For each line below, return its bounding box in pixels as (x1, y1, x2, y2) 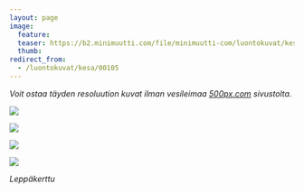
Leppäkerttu (9, 173, 56, 184)
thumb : (17, 47, 43, 56)
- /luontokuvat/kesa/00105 (17, 64, 119, 73)
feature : (17, 30, 51, 39)
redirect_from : (9, 55, 67, 64)
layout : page (9, 13, 59, 23)
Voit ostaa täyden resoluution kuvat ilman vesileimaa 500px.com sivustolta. (9, 87, 292, 99)
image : (9, 22, 34, 31)
